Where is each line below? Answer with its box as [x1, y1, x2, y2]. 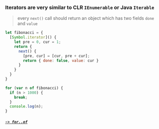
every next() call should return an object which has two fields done [17, 15, 155, 21]
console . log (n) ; [9, 104, 43, 109]
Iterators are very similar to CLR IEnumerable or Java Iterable [5, 4, 155, 11]
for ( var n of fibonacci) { [5, 85, 64, 91]
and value [17, 20, 38, 26]
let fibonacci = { [5, 30, 43, 35]
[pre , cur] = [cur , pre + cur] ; [23, 53, 90, 58]
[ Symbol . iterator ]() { [9, 35, 57, 40]
